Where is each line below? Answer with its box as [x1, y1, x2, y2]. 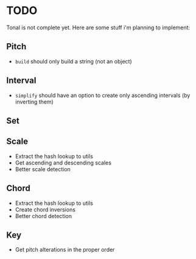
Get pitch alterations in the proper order [15, 246, 115, 254]
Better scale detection [15, 165, 71, 172]
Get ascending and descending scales [15, 159, 111, 166]
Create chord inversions [15, 205, 76, 213]
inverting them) [15, 98, 54, 105]
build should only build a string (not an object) [15, 57, 132, 65]
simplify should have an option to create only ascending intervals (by [15, 91, 191, 99]
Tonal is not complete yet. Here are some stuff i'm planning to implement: [6, 24, 191, 31]
